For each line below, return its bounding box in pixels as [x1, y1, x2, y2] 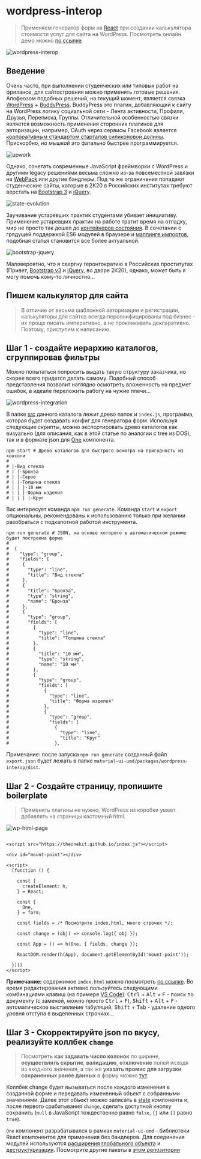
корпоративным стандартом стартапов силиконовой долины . [6, 133, 165, 140]
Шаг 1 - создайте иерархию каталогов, [6, 342, 158, 353]
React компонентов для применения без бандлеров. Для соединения [6, 1134, 185, 1140]
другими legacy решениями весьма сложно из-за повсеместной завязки [6, 169, 194, 176]
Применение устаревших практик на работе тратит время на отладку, [6, 218, 187, 225]
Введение [6, 66, 46, 76]
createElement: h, [22, 883, 68, 890]
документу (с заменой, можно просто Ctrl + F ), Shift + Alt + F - [6, 997, 178, 1005]
